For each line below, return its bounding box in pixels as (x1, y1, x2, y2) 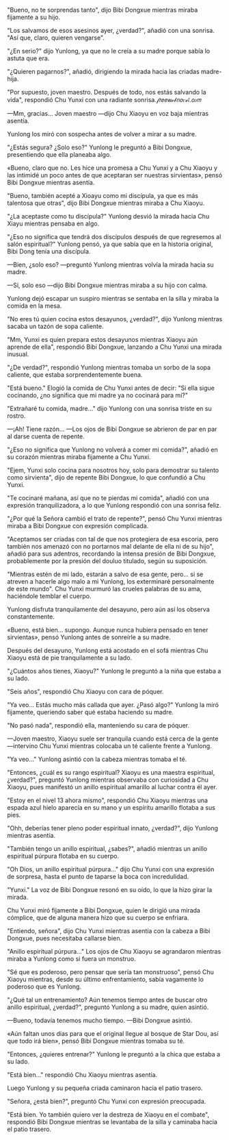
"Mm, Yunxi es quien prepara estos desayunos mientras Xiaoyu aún (7, 336, 198, 343)
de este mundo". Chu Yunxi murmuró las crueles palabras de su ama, (7, 585, 202, 593)
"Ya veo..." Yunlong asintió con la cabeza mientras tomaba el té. (7, 755, 187, 763)
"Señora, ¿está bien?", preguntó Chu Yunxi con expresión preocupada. (7, 1098, 206, 1105)
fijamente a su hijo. (7, 13, 60, 21)
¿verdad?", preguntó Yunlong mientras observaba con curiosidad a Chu (7, 776, 208, 784)
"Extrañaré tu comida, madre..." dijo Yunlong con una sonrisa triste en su (7, 404, 212, 412)
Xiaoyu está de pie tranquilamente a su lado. (7, 654, 133, 662)
